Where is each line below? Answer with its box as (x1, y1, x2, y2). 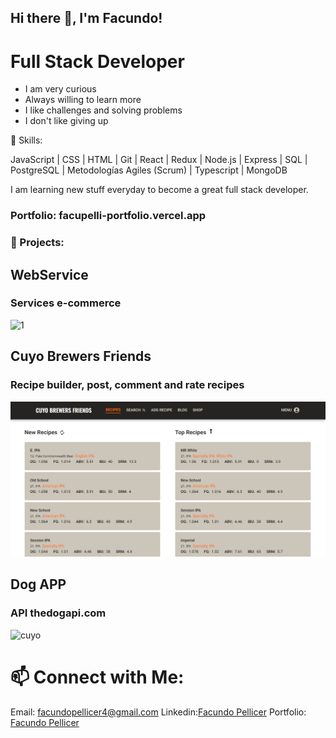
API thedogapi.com (10, 606, 107, 620)
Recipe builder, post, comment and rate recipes (10, 378, 245, 392)
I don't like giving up (24, 115, 109, 127)
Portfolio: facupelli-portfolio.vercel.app (10, 209, 207, 223)
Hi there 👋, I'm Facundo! (10, 10, 163, 27)
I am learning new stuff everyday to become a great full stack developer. (10, 184, 309, 196)
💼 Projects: (10, 236, 65, 250)
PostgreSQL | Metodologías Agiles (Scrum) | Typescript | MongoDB (10, 164, 288, 176)
